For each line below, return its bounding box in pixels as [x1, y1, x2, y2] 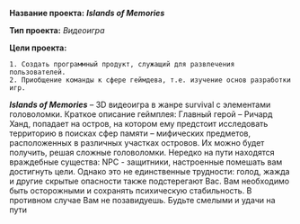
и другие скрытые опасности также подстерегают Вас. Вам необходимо [9, 175, 290, 186]
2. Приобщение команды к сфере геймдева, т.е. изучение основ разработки [9, 76, 292, 85]
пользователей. [9, 67, 66, 76]
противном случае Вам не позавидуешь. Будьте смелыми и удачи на [9, 195, 276, 205]
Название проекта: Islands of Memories [9, 8, 165, 18]
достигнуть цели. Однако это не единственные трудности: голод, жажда [9, 166, 290, 176]
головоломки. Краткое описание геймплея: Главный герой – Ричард [9, 109, 273, 120]
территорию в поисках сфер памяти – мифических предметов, [9, 128, 251, 139]
